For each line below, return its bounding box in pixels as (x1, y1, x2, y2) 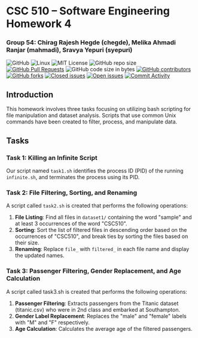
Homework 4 (6, 17, 72, 31)
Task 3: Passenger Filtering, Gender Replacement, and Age (6, 267, 181, 275)
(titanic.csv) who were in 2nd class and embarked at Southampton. (14, 306, 181, 313)
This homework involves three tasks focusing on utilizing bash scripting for (6, 105, 191, 113)
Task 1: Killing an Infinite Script (6, 153, 98, 162)
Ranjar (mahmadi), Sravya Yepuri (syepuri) (6, 46, 133, 55)
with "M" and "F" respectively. (14, 319, 90, 326)
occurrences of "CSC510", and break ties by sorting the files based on (14, 233, 188, 240)
